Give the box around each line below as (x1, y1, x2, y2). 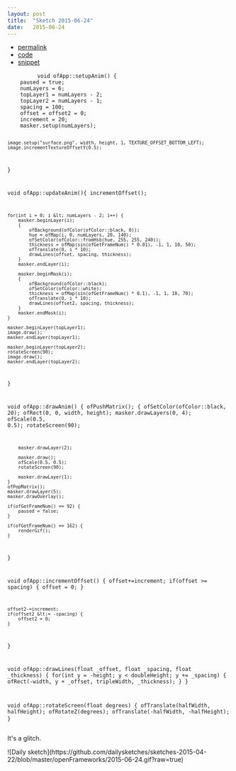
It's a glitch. (7, 733, 41, 742)
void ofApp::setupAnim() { (37, 72, 117, 80)
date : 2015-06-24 (7, 23, 65, 30)
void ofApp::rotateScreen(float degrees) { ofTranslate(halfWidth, (7, 701, 211, 709)
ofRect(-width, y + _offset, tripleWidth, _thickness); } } (7, 678, 189, 685)
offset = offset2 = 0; (20, 110, 87, 117)
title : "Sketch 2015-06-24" (7, 17, 94, 24)
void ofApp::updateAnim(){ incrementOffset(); (7, 189, 147, 196)
